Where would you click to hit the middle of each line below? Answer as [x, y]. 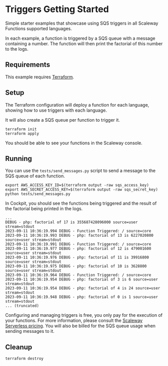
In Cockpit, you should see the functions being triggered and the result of [81, 203]
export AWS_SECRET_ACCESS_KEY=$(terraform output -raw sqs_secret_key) [81, 190]
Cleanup [19, 347]
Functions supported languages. [39, 28]
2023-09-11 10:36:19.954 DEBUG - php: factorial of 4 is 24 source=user [83, 288]
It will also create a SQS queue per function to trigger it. [63, 120]
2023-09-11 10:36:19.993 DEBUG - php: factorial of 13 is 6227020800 [79, 236]
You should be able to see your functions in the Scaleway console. [74, 143]
